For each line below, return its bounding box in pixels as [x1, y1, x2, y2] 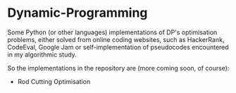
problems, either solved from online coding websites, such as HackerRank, [7, 35, 225, 43]
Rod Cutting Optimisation [17, 77, 91, 85]
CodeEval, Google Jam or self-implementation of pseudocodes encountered [7, 43, 229, 51]
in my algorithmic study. [7, 50, 77, 59]
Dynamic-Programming [7, 5, 148, 21]
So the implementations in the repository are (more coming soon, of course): [7, 64, 230, 72]
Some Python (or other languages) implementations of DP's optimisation [7, 28, 218, 36]
